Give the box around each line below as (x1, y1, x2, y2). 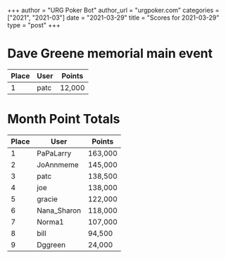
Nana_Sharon (36, 206, 82, 215)
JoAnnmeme (36, 160, 79, 170)
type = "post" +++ (7, 21, 61, 29)
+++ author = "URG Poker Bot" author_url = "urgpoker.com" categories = (7, 6, 220, 14)
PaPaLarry (36, 148, 72, 158)
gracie (36, 194, 58, 203)
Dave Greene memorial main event (7, 46, 213, 62)
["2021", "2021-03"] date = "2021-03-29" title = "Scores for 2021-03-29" (7, 13, 220, 22)
